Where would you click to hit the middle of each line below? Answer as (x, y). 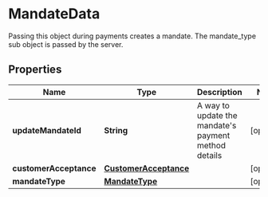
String (116, 130)
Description (219, 92)
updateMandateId (47, 130)
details (209, 155)
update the (217, 115)
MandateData (54, 14)
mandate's (217, 125)
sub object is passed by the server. (66, 44)
